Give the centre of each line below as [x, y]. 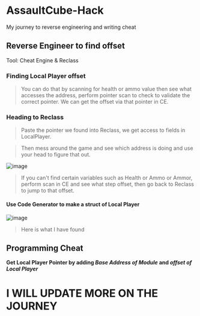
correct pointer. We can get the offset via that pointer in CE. [95, 102]
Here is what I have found [53, 229]
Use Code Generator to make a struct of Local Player [73, 204]
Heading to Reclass [35, 117]
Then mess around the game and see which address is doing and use [107, 148]
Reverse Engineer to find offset [65, 46]
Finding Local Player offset [46, 76]
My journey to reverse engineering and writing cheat [71, 27]
